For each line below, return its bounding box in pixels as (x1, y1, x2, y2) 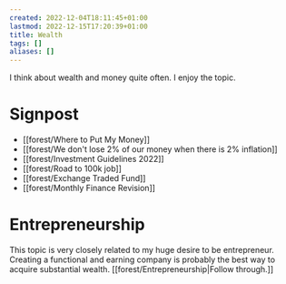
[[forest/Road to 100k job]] (22, 163, 123, 174)
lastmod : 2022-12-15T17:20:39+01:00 (9, 22, 148, 31)
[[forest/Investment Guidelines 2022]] (22, 154, 165, 165)
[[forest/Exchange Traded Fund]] (22, 173, 146, 184)
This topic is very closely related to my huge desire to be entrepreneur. (9, 245, 274, 255)
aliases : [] (9, 47, 54, 56)
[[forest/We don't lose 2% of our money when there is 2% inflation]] (22, 144, 279, 155)
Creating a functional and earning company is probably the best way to (9, 254, 275, 265)
